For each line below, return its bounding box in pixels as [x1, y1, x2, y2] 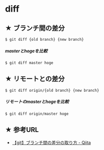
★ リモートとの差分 [5, 75, 65, 83]
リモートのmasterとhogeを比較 [5, 99, 69, 105]
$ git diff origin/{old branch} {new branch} [5, 88, 99, 93]
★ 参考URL [5, 126, 39, 134]
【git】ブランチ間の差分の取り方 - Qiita [12, 139, 91, 145]
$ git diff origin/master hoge [5, 111, 69, 116]
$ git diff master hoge [5, 60, 54, 65]
